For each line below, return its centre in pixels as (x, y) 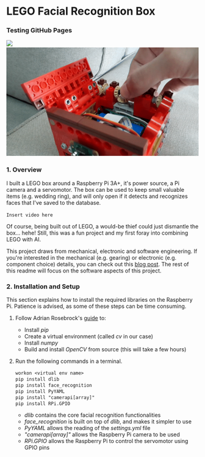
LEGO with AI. (24, 239)
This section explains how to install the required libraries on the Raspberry (100, 299)
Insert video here (30, 215)
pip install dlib (37, 379)
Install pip (36, 330)
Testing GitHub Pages (39, 31)
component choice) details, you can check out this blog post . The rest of (98, 264)
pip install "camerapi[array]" (55, 397)
